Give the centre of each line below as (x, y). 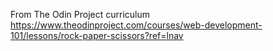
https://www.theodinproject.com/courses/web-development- (136, 25)
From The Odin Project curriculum (80, 14)
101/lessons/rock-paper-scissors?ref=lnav (97, 35)
